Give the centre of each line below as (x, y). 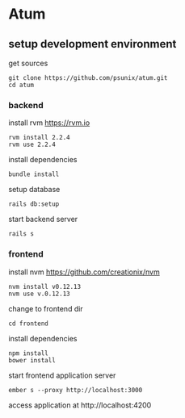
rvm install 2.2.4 (39, 138)
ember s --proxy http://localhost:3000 (76, 390)
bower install (32, 360)
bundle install (34, 174)
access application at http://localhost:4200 (80, 405)
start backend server (43, 219)
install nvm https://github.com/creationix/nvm (84, 272)
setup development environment (92, 44)
